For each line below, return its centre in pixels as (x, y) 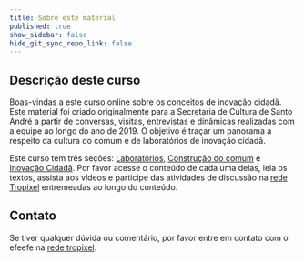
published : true (40, 26)
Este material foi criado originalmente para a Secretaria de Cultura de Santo (151, 112)
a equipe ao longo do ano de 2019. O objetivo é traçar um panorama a (141, 131)
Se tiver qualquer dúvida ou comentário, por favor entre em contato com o (149, 237)
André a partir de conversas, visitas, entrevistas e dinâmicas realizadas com (152, 121)
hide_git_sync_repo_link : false (71, 43)
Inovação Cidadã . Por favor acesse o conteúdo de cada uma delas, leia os (148, 168)
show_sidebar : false (49, 35)
